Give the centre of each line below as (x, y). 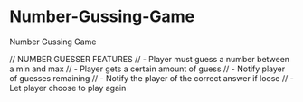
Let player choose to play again (68, 88)
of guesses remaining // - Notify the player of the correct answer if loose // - (151, 78)
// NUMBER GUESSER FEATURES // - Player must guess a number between (150, 59)
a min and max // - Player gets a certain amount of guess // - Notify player (147, 69)
